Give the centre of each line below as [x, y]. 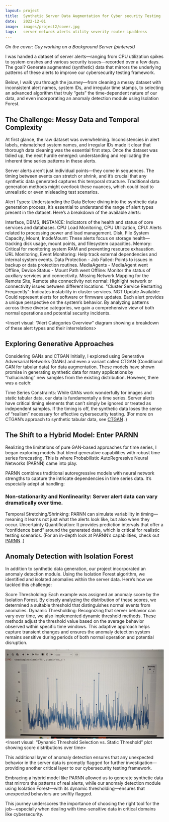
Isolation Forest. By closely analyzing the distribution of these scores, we [81, 600]
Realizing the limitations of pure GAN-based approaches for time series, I [81, 447]
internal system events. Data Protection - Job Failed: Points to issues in [79, 260]
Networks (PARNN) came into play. [41, 463]
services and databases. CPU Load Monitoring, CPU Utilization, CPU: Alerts [83, 227]
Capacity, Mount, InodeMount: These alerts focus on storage [68, 238]
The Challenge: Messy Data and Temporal [72, 119]
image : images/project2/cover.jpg [43, 27]
